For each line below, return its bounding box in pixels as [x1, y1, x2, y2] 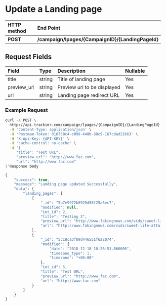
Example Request [5, 106, 48, 113]
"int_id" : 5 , [40, 264, 68, 270]
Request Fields [5, 53, 52, 61]
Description [57, 67, 85, 74]
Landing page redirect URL [57, 91, 120, 98]
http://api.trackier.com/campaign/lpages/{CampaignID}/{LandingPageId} [9, 122, 161, 127]
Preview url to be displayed [57, 84, 121, 90]
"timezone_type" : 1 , [49, 251, 92, 256]
